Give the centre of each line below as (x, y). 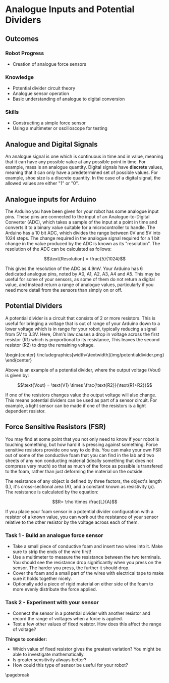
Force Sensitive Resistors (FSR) (55, 427)
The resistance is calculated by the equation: (52, 492)
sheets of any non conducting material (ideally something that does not (79, 461)
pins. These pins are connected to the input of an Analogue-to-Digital (77, 217)
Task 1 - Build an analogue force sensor (54, 535)
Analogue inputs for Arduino (51, 199)
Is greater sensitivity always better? (49, 660)
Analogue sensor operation (41, 94)
